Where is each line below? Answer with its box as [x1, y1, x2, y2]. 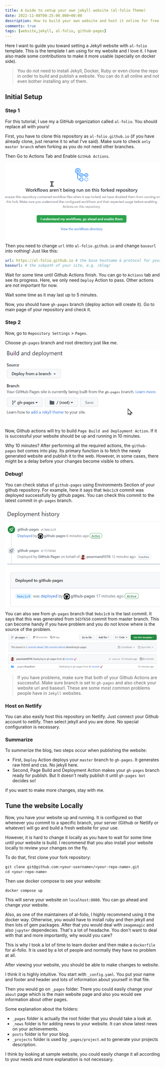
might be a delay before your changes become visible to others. [5, 458, 135, 464]
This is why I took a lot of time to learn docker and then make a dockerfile [5, 942, 156, 948]
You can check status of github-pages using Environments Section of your [5, 482, 155, 488]
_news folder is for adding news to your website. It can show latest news [12, 1021, 158, 1027]
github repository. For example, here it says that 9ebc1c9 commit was [5, 487, 144, 493]
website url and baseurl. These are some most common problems [17, 685, 151, 691]
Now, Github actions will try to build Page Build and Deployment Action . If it [5, 428, 157, 434]
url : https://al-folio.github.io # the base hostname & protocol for [5, 258, 151, 263]
